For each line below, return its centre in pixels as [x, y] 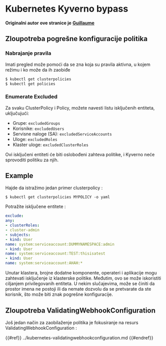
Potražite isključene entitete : [36, 206]
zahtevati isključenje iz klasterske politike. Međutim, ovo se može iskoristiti [83, 278]
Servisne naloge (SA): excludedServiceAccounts [62, 134]
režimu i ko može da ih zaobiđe [38, 70]
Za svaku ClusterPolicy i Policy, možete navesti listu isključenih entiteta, [80, 108]
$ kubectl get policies [30, 84]
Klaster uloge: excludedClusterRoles [51, 145]
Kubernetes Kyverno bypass [67, 9]
